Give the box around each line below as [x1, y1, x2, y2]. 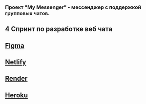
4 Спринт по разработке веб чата [5, 25, 113, 33]
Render [5, 74, 28, 83]
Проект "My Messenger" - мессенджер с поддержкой [5, 4, 142, 11]
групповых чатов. [5, 10, 50, 17]
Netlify [5, 58, 26, 67]
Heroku [5, 91, 28, 99]
